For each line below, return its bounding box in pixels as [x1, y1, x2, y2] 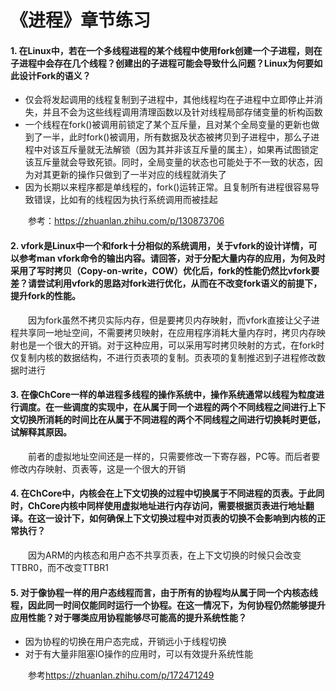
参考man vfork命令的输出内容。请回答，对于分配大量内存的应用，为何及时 [18, 252, 326, 264]
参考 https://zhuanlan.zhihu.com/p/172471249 [28, 669, 215, 681]
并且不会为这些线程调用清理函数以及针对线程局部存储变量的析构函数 [42, 106, 323, 118]
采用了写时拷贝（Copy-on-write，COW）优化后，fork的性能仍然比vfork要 [10, 264, 320, 276]
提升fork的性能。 [10, 289, 81, 301]
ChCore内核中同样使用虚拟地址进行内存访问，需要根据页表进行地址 [27, 500, 306, 512]
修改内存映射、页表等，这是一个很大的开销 [10, 462, 186, 475]
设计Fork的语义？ [18, 69, 92, 81]
